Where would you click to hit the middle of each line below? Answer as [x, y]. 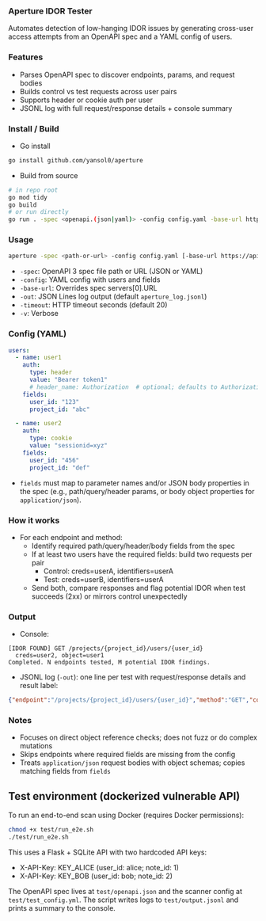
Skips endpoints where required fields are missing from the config [127, 755]
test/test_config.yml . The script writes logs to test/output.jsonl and [123, 900]
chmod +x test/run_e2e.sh [51, 830]
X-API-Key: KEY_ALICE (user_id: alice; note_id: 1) [99, 867]
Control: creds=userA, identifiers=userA [108, 571]
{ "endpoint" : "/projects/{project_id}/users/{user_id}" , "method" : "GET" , [129, 700]
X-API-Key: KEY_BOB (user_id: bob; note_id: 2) [96, 876]
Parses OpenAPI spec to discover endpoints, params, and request [127, 74]
